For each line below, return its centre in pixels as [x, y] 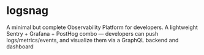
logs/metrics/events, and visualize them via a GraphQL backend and [93, 40]
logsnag [28, 11]
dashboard [20, 47]
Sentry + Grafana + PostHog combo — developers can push [82, 33]
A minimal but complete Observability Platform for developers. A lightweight [102, 27]
